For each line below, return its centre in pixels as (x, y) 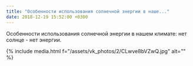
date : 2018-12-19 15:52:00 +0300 (47, 17)
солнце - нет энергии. (34, 40)
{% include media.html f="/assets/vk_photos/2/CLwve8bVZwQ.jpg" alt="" (96, 51)
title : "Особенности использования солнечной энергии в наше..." (88, 11)
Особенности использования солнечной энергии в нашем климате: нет (96, 33)
